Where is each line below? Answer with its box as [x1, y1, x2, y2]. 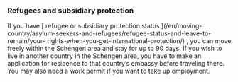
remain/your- [7, 37, 46, 45]
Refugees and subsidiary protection [7, 6, 134, 16]
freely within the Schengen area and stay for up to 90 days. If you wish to [7, 45, 222, 53]
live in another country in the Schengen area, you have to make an [7, 52, 202, 60]
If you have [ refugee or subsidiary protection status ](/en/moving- [7, 22, 202, 30]
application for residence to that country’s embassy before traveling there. [7, 59, 225, 68]
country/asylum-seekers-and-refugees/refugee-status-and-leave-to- [7, 29, 212, 37]
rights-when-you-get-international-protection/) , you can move [47, 37, 232, 45]
